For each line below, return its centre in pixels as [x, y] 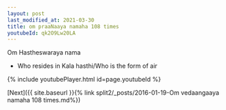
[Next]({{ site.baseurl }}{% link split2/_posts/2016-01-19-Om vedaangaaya [113, 93]
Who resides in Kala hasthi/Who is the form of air [87, 66]
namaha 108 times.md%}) [44, 100]
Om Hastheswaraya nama [44, 53]
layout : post [26, 13]
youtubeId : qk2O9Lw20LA [42, 33]
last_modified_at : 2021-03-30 [51, 20]
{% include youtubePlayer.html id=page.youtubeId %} [84, 80]
